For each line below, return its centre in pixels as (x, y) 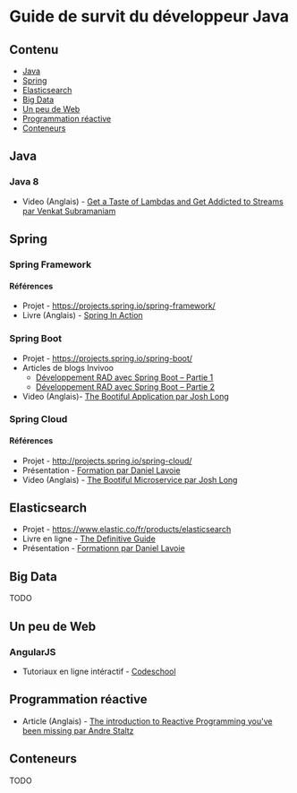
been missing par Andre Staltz (78, 730)
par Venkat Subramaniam (69, 211)
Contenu (34, 50)
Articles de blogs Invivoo (68, 367)
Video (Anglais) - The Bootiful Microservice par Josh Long (130, 479)
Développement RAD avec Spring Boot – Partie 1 (124, 377)
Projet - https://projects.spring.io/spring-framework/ (119, 306)
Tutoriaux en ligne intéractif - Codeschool (99, 671)
